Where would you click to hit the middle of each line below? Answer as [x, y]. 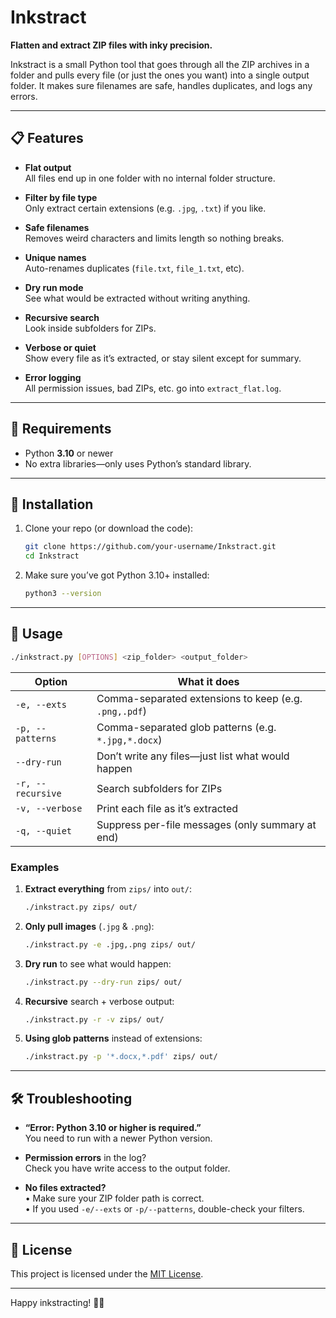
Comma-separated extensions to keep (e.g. [199, 698]
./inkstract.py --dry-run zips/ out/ [103, 982]
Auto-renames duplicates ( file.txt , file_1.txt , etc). [134, 268]
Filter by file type [61, 197]
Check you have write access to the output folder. [127, 1168]
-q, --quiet [44, 830]
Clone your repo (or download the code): [109, 528]
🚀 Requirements [61, 429]
